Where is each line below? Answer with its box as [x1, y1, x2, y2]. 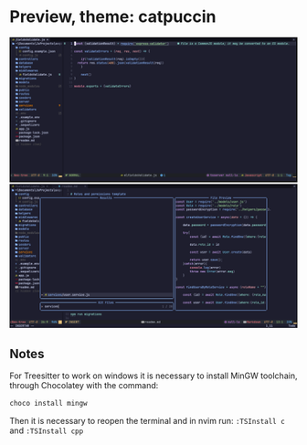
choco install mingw [9, 399, 89, 408]
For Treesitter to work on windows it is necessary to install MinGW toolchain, [9, 370, 298, 381]
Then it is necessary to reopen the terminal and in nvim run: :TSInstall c [9, 416, 285, 427]
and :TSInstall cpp [9, 425, 84, 436]
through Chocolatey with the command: [9, 380, 159, 391]
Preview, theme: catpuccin [9, 6, 217, 27]
